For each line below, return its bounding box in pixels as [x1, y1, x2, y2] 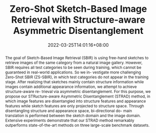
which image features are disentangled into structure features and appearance [5, 98, 146, 104]
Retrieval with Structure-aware [11, 14, 146, 26]
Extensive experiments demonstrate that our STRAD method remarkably [5, 118, 135, 123]
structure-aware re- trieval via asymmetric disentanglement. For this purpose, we [5, 88, 151, 94]
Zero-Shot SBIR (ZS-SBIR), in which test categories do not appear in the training [5, 74, 149, 80]
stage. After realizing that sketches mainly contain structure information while [5, 79, 144, 85]
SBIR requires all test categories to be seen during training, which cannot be [5, 65, 142, 70]
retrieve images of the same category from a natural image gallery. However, [5, 60, 143, 65]
